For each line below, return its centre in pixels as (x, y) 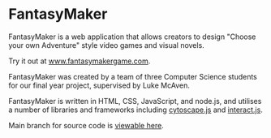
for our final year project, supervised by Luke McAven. (99, 85)
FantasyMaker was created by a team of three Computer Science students (133, 76)
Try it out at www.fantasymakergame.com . (80, 61)
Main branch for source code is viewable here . (86, 125)
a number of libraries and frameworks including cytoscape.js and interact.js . (136, 110)
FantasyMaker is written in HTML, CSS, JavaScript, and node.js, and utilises (135, 101)
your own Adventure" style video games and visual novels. (106, 45)
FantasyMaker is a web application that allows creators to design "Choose (132, 37)
